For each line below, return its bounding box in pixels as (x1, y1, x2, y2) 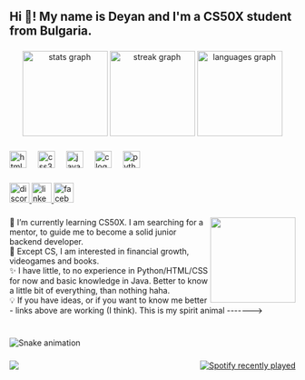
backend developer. (9, 236, 84, 247)
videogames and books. (9, 255, 100, 266)
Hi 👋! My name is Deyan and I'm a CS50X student (9, 9, 292, 25)
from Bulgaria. (9, 24, 93, 39)
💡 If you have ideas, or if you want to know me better (9, 295, 208, 305)
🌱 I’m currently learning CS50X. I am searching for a (9, 217, 204, 228)
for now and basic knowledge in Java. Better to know (9, 275, 209, 286)
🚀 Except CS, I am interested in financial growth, (9, 246, 190, 257)
